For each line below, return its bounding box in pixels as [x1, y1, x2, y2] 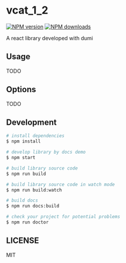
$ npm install [6, 138, 41, 145]
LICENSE [6, 236, 40, 246]
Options [6, 85, 37, 95]
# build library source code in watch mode [6, 181, 115, 187]
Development [6, 117, 57, 127]
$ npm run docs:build [6, 203, 60, 209]
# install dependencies [6, 133, 65, 139]
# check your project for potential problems [6, 214, 120, 220]
